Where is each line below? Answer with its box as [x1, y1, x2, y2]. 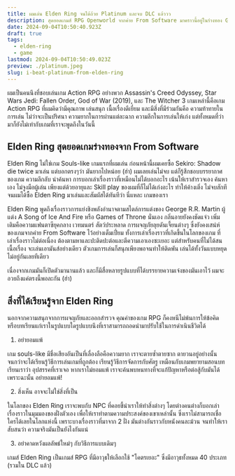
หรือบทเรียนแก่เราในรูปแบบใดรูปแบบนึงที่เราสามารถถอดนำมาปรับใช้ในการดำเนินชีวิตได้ [7, 322, 206, 330]
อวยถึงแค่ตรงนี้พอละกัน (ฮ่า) [7, 275, 72, 283]
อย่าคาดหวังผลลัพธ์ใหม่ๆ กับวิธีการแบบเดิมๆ [17, 439, 117, 448]
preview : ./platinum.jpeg [7, 62, 83, 70]
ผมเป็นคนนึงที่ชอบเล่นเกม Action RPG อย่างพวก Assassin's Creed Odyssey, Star [7, 88, 217, 97]
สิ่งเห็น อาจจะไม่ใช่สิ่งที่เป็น [17, 388, 78, 396]
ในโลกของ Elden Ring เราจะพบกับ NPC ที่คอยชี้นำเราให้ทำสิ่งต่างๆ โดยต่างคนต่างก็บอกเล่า [7, 402, 220, 410]
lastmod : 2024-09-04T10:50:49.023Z [7, 56, 111, 63]
